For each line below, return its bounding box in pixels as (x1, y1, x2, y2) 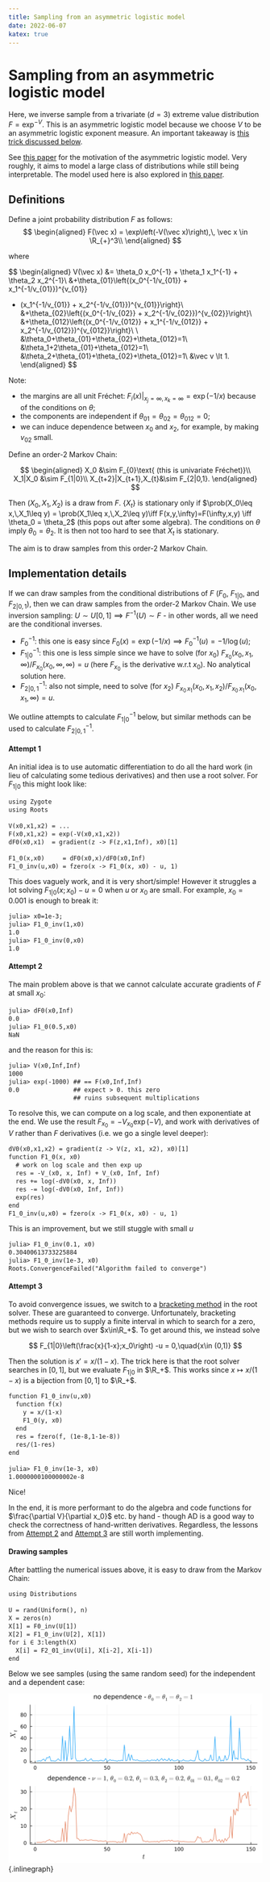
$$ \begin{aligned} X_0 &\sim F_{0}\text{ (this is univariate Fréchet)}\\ (19, 465, 251, 476)
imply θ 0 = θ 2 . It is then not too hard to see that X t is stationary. (8, 526, 219, 537)
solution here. (19, 671, 66, 681)
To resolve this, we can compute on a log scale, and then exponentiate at (8, 1108, 251, 1117)
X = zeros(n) (8, 1614, 52, 1622)
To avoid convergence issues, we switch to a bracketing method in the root (8, 1299, 258, 1309)
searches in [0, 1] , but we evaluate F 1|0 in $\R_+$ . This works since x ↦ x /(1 (8, 1364, 258, 1377)
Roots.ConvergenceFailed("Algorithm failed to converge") (8, 1264, 207, 1272)
